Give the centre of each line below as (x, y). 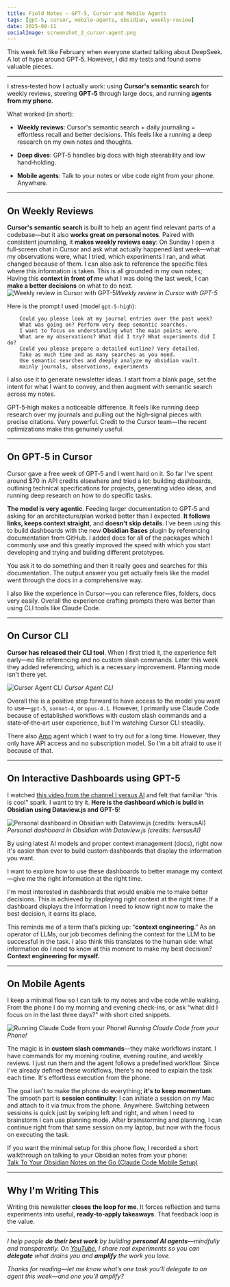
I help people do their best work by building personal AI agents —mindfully (114, 1241)
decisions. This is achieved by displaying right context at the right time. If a (113, 899)
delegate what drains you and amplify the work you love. (89, 1256)
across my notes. (31, 394)
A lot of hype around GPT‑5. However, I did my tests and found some (104, 60)
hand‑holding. (37, 162)
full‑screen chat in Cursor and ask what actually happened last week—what (114, 249)
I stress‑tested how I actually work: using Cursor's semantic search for (108, 86)
